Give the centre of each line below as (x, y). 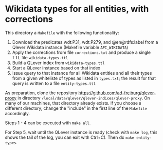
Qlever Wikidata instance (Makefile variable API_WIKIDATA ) (70, 47)
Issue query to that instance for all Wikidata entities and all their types (82, 73)
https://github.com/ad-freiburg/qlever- (117, 93)
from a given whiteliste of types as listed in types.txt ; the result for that (84, 78)
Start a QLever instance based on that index (56, 68)
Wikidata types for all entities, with (77, 9)
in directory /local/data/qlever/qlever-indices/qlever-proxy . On (84, 98)
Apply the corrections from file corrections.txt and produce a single (81, 52)
